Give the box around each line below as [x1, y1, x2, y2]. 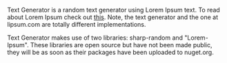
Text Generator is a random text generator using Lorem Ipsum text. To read [7, 6, 221, 14]
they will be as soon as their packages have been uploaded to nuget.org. [7, 48, 214, 56]
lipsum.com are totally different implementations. [7, 21, 146, 28]
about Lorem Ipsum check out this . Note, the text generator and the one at [7, 13, 219, 21]
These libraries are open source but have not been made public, [30, 41, 213, 49]
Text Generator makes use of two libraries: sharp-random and [7, 34, 184, 42]
